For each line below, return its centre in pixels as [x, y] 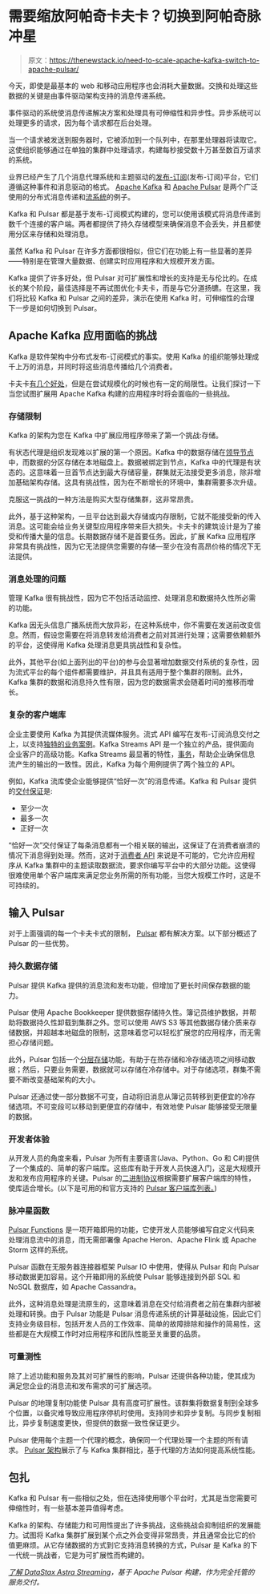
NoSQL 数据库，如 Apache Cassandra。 [75, 1287]
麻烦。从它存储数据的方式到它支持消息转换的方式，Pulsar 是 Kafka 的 [136, 1545]
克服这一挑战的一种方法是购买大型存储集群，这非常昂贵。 [103, 499]
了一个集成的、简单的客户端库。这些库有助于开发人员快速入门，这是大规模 [131, 1168]
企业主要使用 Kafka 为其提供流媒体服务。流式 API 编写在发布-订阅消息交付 [131, 734]
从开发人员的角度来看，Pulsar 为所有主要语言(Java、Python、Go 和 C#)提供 [134, 1158]
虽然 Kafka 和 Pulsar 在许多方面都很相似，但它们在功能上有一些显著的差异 [130, 251]
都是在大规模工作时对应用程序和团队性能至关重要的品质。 [110, 1334]
